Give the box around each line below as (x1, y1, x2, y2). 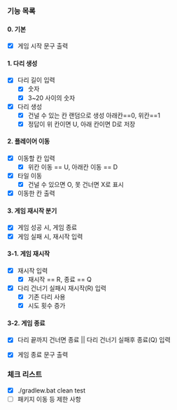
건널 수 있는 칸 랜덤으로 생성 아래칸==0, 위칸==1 (27, 111, 161, 120)
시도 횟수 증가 (27, 302, 66, 310)
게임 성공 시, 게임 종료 (17, 223, 78, 232)
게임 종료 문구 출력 (17, 351, 69, 359)
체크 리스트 (7, 369, 43, 379)
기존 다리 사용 (27, 292, 66, 301)
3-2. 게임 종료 (7, 318, 45, 327)
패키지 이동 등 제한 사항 (17, 395, 82, 403)
